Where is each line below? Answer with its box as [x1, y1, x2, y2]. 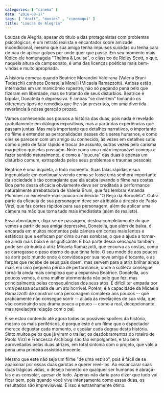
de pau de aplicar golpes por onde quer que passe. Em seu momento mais [5, 50, 156, 56]
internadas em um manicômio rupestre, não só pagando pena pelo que [5, 85, 148, 91]
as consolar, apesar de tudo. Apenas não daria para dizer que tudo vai [15, 372, 158, 378]
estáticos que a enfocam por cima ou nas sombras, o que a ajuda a [5, 233, 141, 239]
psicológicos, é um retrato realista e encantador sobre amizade [5, 40, 133, 46]
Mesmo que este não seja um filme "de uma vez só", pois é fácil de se [5, 356, 146, 362]
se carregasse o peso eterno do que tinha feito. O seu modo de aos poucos [5, 249, 158, 255]
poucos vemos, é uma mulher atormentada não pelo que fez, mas [5, 275, 138, 281]
